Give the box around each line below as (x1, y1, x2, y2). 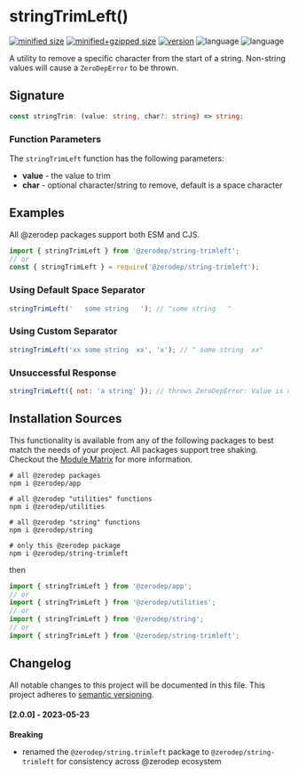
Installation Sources (9, 411, 122, 426)
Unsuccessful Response (9, 367, 117, 379)
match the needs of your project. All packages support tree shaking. (9, 444, 259, 455)
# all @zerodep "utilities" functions (9, 494, 153, 504)
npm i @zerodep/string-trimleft (9, 549, 129, 558)
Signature (9, 88, 65, 103)
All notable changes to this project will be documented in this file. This (9, 679, 266, 690)
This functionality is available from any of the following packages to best (9, 434, 274, 446)
